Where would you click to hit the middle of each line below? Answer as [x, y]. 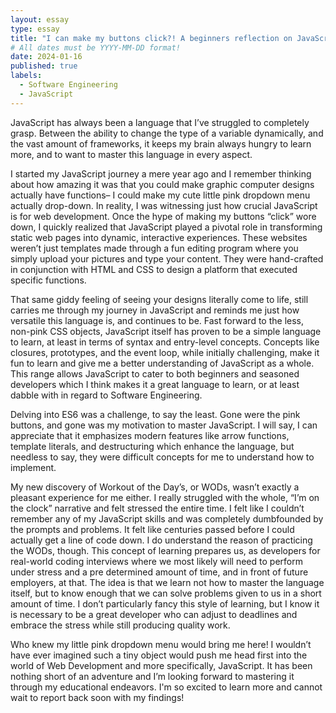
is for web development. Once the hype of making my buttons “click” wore [163, 216]
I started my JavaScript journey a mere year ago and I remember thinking [161, 173]
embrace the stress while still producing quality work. [120, 625]
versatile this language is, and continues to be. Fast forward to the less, [157, 320]
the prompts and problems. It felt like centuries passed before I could [152, 529]
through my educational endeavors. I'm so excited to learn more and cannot [166, 687]
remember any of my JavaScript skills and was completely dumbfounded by [167, 518]
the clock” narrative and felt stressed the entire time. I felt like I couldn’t [157, 508]
